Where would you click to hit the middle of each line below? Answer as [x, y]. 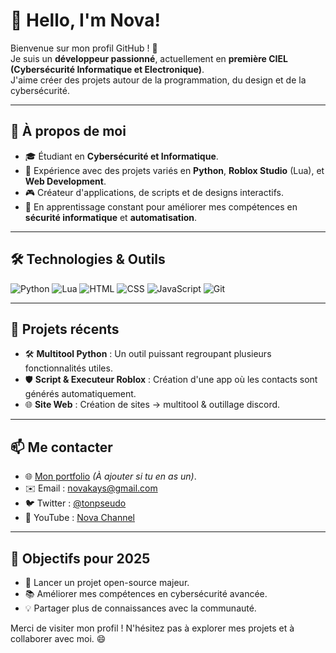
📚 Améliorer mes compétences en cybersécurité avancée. [146, 593]
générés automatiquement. [80, 394]
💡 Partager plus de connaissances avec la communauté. [140, 608]
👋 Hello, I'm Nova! [85, 20]
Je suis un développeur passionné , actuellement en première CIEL [149, 58]
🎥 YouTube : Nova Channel [79, 518]
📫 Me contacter [61, 447]
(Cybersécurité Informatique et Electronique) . [107, 69]
